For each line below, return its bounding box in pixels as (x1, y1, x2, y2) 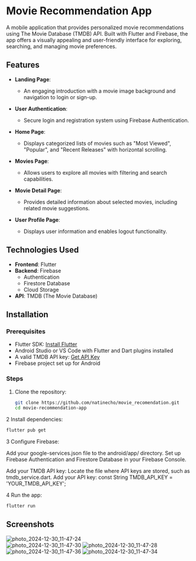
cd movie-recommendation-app (14, 405, 87, 411)
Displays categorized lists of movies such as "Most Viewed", (23, 140, 172, 147)
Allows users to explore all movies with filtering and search (23, 169, 168, 176)
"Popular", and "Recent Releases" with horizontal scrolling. (23, 146, 168, 153)
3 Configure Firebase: (6, 438, 60, 445)
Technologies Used (6, 245, 79, 255)
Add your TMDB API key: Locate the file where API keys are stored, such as (6, 468, 191, 475)
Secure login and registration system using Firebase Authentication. (23, 116, 189, 124)
